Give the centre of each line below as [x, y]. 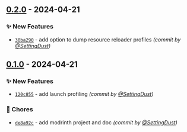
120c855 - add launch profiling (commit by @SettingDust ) [84, 94]
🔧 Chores [20, 110]
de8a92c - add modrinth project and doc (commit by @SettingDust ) [96, 122]
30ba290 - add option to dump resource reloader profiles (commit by [98, 39]
